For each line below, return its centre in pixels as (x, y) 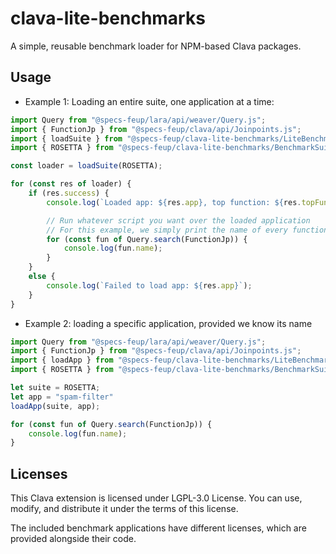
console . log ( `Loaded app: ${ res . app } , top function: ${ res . (174, 202)
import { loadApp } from (62, 360)
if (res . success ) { (69, 193)
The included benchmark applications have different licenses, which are (158, 528)
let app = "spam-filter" (62, 397)
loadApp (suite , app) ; (55, 406)
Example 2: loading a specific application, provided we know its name (168, 323)
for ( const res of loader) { (71, 184)
